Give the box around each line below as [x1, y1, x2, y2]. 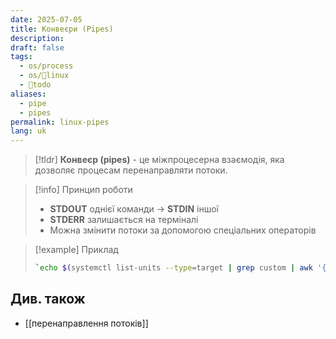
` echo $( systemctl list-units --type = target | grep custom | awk [34, 263, 313, 273]
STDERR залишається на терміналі [49, 214, 199, 226]
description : [10, 33, 65, 43]
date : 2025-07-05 [10, 14, 83, 25]
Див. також [10, 291, 86, 308]
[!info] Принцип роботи [34, 184, 133, 196]
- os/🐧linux [19, 71, 70, 81]
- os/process [19, 61, 74, 71]
